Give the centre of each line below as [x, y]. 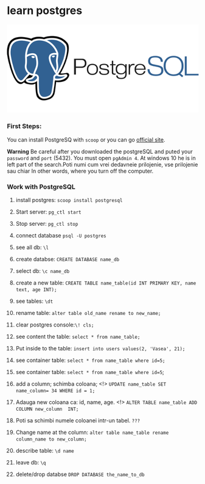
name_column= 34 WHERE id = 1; [55, 391]
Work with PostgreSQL [41, 187]
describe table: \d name [45, 450]
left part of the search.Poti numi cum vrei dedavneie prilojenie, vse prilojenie [102, 164]
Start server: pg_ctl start [48, 212]
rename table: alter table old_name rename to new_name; [88, 312]
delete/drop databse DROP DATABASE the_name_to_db [80, 474]
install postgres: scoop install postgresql [69, 200]
